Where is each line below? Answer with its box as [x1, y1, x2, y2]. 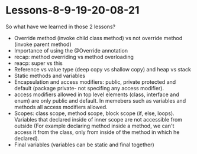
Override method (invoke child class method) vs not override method [14, 34, 183, 41]
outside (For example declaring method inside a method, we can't [14, 122, 175, 129]
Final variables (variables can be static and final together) [14, 141, 154, 148]
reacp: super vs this [14, 60, 63, 67]
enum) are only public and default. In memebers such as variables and [14, 97, 186, 104]
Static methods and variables [14, 72, 86, 79]
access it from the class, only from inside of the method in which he [14, 128, 180, 136]
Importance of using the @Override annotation [14, 47, 128, 54]
